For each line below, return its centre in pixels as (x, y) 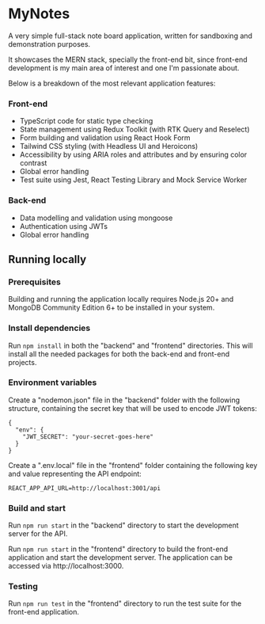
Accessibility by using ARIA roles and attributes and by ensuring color (133, 154)
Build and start (37, 508)
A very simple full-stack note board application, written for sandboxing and (131, 36)
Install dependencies (49, 328)
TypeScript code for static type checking (86, 121)
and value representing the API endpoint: (75, 474)
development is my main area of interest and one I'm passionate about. (124, 67)
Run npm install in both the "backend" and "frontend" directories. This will (131, 345)
